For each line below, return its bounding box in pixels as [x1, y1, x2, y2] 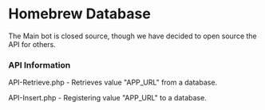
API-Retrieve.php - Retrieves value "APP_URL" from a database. [8, 77, 218, 88]
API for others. [8, 39, 56, 49]
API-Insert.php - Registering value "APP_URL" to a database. [8, 93, 208, 103]
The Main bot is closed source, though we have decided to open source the [8, 31, 257, 41]
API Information [8, 59, 71, 70]
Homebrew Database [8, 5, 152, 23]
